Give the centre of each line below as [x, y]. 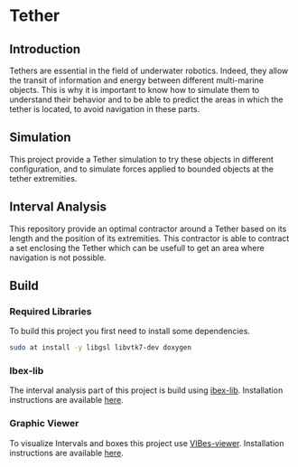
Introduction [45, 49]
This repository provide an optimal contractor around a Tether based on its [148, 229]
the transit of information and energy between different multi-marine [137, 80]
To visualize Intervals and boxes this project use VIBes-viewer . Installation [147, 443]
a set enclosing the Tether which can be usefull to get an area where [137, 248]
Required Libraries [51, 311]
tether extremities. [43, 178]
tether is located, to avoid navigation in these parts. [105, 109]
